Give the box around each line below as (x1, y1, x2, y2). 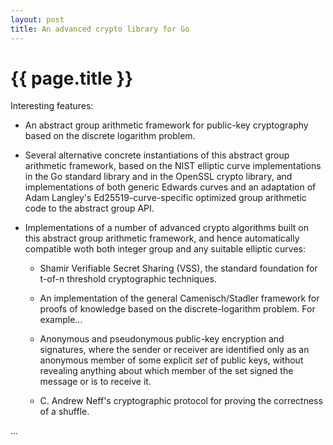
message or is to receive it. (39, 376, 152, 388)
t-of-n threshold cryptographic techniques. (39, 273, 217, 285)
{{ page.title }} (10, 67, 134, 90)
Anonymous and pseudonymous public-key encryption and (39, 333, 285, 345)
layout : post (10, 14, 65, 25)
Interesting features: (10, 100, 94, 112)
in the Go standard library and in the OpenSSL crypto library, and (24, 171, 293, 183)
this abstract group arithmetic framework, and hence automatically (24, 232, 300, 245)
